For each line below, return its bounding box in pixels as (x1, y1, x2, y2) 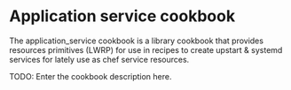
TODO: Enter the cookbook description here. (9, 71, 172, 81)
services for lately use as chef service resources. (9, 54, 190, 64)
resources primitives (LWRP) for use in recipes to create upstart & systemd (9, 44, 283, 55)
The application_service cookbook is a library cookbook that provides (9, 35, 264, 46)
